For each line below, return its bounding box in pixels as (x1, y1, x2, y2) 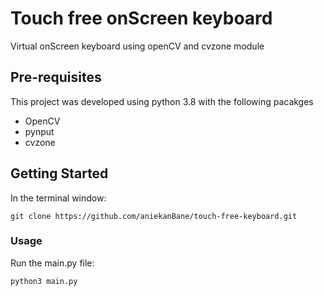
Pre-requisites (10, 69, 102, 86)
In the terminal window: (10, 192, 107, 204)
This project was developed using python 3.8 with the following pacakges (10, 95, 314, 107)
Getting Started (10, 165, 109, 182)
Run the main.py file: (10, 257, 95, 269)
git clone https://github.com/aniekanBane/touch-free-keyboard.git (10, 211, 298, 221)
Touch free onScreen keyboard (10, 7, 273, 30)
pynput (24, 125, 55, 137)
